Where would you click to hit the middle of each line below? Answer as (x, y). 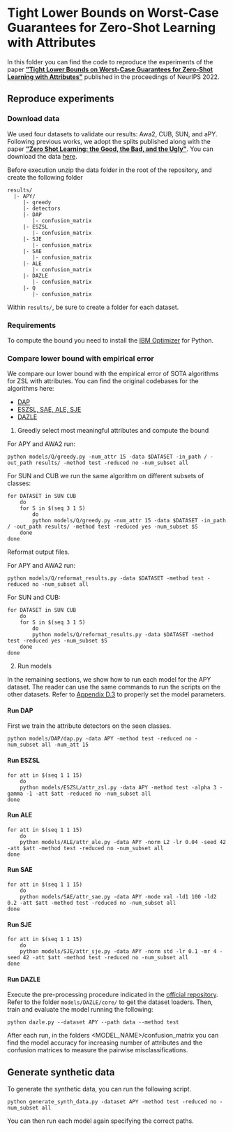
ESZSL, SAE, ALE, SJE (49, 410)
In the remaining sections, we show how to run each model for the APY (109, 680)
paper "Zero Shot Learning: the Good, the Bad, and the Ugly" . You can (111, 149)
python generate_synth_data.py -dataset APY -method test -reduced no (112, 1102)
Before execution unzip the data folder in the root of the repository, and (110, 170)
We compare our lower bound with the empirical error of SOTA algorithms (113, 374)
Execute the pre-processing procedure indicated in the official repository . (113, 995)
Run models (35, 666)
